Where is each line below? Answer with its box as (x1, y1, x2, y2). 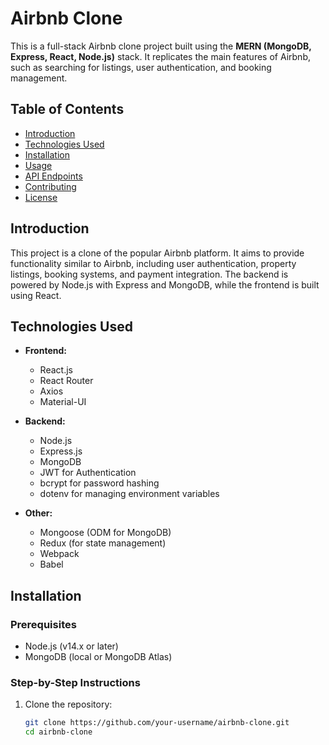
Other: (24, 507, 53, 519)
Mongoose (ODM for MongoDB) (39, 527, 172, 539)
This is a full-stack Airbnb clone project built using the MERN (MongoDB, (10, 40, 312, 52)
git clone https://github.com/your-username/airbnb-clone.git (24, 718, 290, 728)
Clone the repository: (24, 698, 113, 711)
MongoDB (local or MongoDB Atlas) (24, 651, 173, 663)
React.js (39, 364, 73, 376)
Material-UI (39, 396, 87, 408)
